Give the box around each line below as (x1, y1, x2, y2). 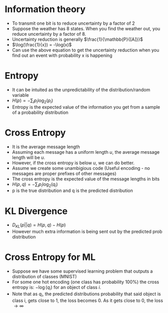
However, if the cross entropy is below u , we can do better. (12, 160, 135, 166)
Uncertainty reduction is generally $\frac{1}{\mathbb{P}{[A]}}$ (12, 36, 143, 42)
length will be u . (12, 154, 45, 160)
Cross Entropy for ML (5, 252, 96, 263)
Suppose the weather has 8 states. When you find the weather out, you (12, 25, 160, 31)
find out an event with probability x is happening (12, 52, 113, 58)
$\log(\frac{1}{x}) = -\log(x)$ (12, 41, 72, 47)
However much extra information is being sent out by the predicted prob (12, 228, 162, 235)
